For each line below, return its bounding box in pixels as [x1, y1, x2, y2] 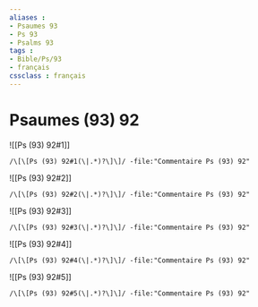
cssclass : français [9, 72, 87, 81]
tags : [9, 47, 34, 55]
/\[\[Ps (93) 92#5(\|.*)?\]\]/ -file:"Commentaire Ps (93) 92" [9, 288, 251, 298]
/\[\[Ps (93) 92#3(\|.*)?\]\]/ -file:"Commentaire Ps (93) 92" [9, 223, 251, 232]
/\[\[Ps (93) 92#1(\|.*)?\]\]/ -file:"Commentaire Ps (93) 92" [9, 157, 251, 166]
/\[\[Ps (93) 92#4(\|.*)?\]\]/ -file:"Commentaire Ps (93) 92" [9, 256, 251, 265]
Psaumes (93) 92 [9, 109, 140, 130]
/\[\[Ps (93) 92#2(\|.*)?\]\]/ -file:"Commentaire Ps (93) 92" [9, 190, 251, 199]
